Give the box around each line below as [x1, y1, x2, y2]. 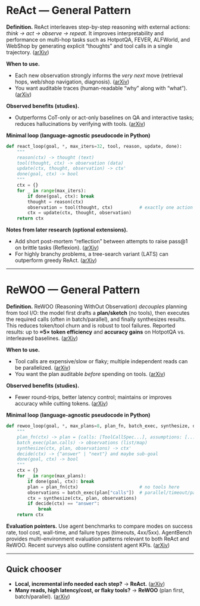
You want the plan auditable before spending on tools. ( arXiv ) [14, 370, 165, 378]
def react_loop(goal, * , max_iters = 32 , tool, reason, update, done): [6, 143, 183, 149]
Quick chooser [6, 564, 62, 574]
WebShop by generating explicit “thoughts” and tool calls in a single [6, 42, 173, 50]
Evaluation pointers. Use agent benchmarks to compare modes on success [6, 522, 193, 530]
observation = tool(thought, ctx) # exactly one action [27, 204, 193, 211]
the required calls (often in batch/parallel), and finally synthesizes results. [6, 316, 186, 323]
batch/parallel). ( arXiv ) [14, 593, 70, 600]
